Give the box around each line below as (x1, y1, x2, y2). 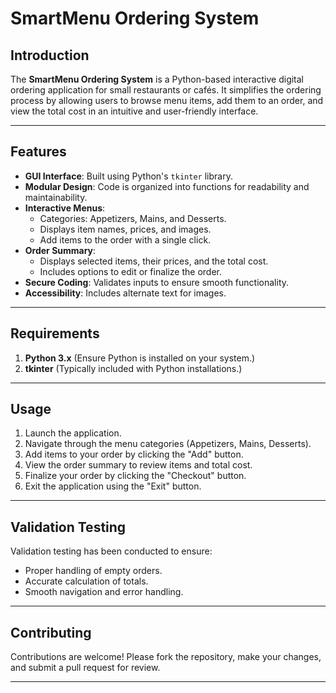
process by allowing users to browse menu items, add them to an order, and (10, 95, 324, 106)
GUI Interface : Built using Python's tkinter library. (24, 170, 233, 182)
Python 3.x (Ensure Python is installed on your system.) (24, 352, 256, 364)
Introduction (10, 47, 90, 64)
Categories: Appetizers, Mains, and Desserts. (39, 212, 227, 224)
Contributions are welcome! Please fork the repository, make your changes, (10, 651, 322, 663)
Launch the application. (24, 427, 122, 439)
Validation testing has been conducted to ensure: (10, 545, 213, 557)
